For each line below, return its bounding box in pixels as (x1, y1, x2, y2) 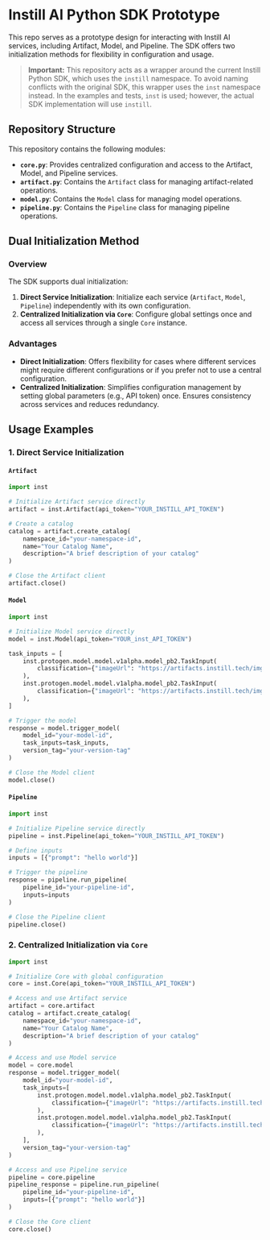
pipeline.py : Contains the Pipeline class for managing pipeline (19, 202, 231, 212)
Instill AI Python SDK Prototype (8, 6, 221, 24)
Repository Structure (8, 122, 117, 136)
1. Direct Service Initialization (8, 447, 125, 458)
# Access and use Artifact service (8, 994, 128, 1002)
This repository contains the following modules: (8, 143, 166, 154)
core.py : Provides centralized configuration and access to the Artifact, (19, 160, 253, 169)
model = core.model (8, 1061, 74, 1069)
